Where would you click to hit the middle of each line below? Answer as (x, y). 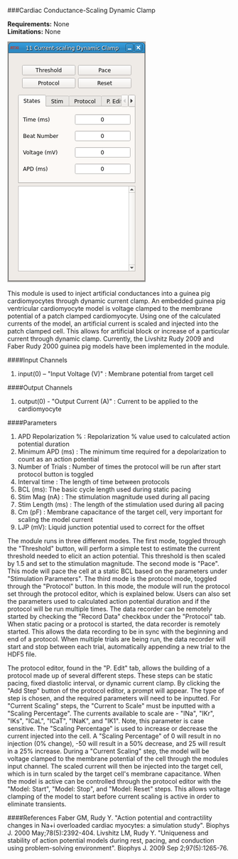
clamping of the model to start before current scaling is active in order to (114, 796)
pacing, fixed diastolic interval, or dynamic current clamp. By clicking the (114, 683)
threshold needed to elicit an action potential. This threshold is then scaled (117, 556)
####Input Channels (37, 360)
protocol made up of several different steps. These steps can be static (110, 676)
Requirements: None (38, 24)
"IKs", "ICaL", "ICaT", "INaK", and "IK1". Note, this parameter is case (106, 721)
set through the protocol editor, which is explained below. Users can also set (119, 594)
